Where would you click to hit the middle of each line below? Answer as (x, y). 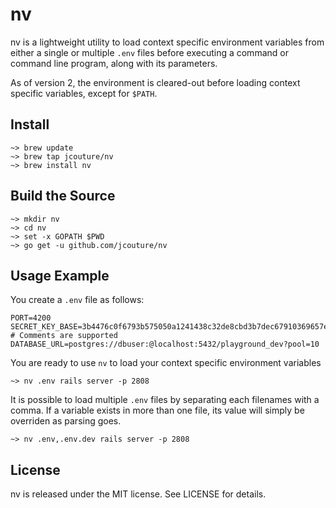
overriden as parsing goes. (66, 421)
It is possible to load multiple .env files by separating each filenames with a (165, 400)
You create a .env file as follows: (77, 300)
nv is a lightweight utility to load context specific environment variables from (167, 42)
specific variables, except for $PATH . (84, 93)
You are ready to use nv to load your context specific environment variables (166, 363)
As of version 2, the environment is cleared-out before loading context (155, 82)
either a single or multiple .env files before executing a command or (149, 52)
